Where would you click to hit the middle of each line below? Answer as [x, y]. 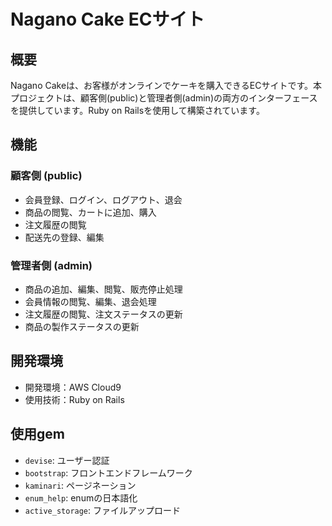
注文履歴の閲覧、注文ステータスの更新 [103, 314]
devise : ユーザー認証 [67, 460]
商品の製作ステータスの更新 [82, 326]
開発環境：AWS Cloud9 [73, 387]
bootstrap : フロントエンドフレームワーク [108, 472]
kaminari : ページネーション [80, 485]
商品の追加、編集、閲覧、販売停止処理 [103, 289]
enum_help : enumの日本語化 [81, 497]
